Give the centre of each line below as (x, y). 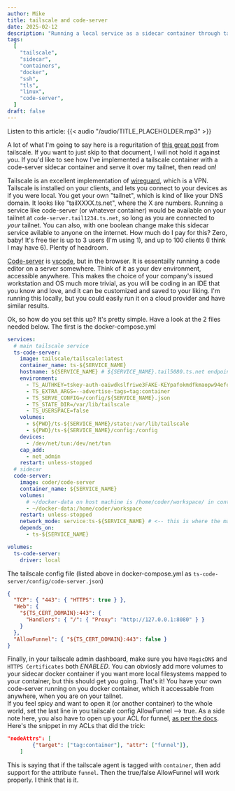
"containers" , (40, 66)
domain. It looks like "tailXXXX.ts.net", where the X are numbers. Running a (115, 203)
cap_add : (33, 450)
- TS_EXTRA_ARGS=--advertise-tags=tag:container (98, 391)
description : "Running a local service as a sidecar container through (114, 33)
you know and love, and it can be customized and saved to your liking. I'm (114, 290)
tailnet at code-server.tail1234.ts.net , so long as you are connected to (111, 218)
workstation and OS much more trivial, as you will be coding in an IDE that (114, 283)
